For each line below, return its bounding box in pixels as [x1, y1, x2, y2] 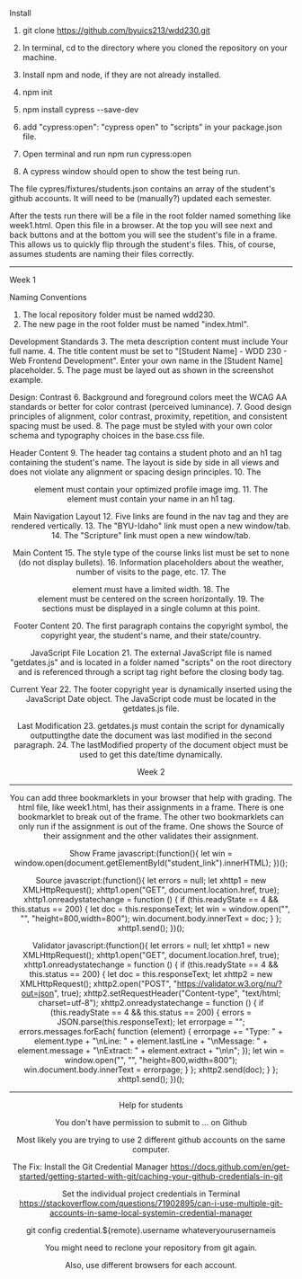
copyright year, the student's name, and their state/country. [40, 630, 262, 641]
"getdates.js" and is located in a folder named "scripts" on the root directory [10, 657, 292, 668]
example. [9, 375, 43, 385]
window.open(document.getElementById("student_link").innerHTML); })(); [13, 857, 289, 868]
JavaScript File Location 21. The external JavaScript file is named [30, 647, 272, 658]
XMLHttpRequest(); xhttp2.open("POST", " [19, 979, 178, 989]
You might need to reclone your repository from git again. [44, 1242, 258, 1253]
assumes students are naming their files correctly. [9, 249, 195, 259]
